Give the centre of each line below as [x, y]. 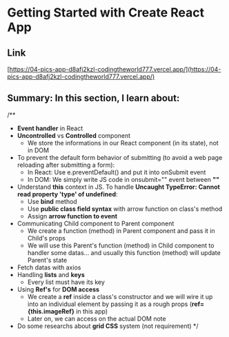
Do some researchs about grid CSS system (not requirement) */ [108, 326]
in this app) [92, 311]
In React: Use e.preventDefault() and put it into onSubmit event [117, 172]
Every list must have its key [66, 282]
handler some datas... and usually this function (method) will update [124, 252]
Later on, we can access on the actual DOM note [97, 318]
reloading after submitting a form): [66, 165]
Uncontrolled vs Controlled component [74, 135]
